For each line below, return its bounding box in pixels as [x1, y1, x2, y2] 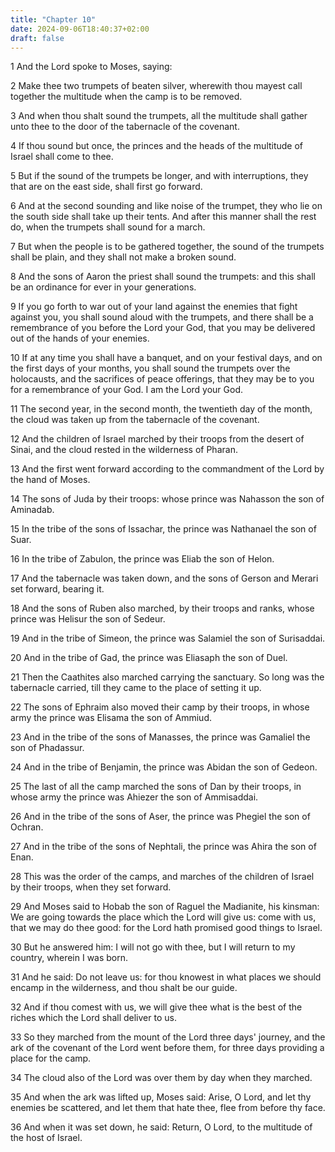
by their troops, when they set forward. [10, 881, 172, 893]
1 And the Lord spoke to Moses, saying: [10, 61, 173, 73]
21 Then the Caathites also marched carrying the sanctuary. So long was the [10, 671, 325, 683]
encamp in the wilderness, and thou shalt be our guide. [10, 982, 238, 994]
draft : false [10, 33, 65, 43]
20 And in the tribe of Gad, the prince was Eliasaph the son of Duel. [10, 652, 288, 664]
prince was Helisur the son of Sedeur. [10, 613, 166, 625]
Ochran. [10, 821, 44, 833]
